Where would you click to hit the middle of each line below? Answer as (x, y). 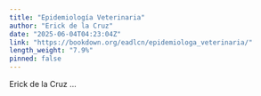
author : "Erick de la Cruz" (61, 26)
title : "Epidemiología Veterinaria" (77, 17)
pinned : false (36, 59)
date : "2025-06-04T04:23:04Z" (65, 34)
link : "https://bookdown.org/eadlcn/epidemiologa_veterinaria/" (131, 42)
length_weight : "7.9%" (51, 51)
